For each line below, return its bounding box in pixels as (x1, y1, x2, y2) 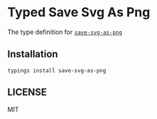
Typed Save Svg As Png (7, 4, 151, 21)
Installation (7, 48, 58, 60)
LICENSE (7, 86, 48, 98)
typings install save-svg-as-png (7, 67, 107, 74)
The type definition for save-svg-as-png (7, 28, 123, 36)
